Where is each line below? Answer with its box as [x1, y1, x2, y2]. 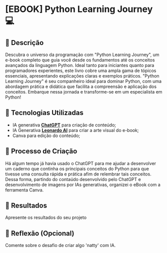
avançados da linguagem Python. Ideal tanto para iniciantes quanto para [5, 62, 154, 68]
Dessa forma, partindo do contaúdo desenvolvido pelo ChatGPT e [5, 176, 141, 182]
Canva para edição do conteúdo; [12, 132, 80, 138]
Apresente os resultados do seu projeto [5, 214, 86, 220]
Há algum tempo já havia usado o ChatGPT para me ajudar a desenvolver [5, 160, 156, 166]
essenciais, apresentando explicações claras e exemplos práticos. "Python [5, 73, 159, 78]
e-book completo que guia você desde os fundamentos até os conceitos [5, 57, 155, 63]
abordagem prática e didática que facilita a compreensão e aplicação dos [5, 83, 156, 89]
